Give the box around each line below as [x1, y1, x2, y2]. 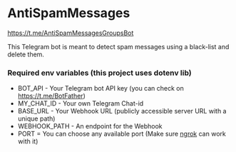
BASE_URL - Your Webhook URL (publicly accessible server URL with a [17, 107, 227, 116]
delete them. [7, 50, 45, 59]
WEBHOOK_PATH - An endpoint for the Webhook [17, 122, 163, 131]
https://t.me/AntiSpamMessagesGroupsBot [7, 29, 134, 37]
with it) [17, 137, 39, 146]
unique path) [17, 114, 56, 123]
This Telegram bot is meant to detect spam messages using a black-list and [7, 42, 230, 51]
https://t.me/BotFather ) [17, 91, 86, 101]
